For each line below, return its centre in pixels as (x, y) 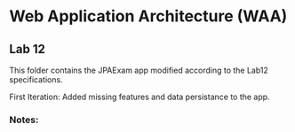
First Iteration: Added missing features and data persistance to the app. (140, 97)
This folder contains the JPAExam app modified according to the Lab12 (139, 70)
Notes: (24, 120)
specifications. (36, 80)
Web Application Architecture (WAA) (148, 16)
